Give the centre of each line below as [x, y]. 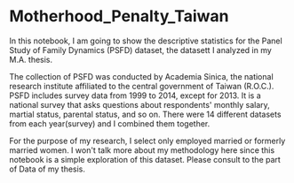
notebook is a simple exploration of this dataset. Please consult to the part [145, 159]
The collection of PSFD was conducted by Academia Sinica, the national [141, 76]
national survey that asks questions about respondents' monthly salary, [140, 104]
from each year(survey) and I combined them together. [110, 123]
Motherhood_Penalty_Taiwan [119, 16]
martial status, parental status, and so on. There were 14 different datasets [145, 114]
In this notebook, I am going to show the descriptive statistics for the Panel [146, 41]
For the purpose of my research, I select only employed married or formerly [147, 141]
